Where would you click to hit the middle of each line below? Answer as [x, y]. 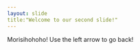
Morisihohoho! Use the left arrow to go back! [70, 39]
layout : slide [27, 13]
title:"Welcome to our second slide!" [62, 20]
